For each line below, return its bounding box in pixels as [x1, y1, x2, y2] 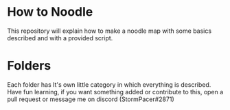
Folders [7, 58, 51, 74]
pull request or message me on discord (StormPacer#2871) [7, 95, 175, 103]
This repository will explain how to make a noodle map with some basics [7, 27, 211, 35]
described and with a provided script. [7, 33, 113, 42]
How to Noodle [7, 4, 93, 20]
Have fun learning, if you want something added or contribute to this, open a [7, 87, 224, 96]
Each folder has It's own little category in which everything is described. [7, 80, 211, 89]
